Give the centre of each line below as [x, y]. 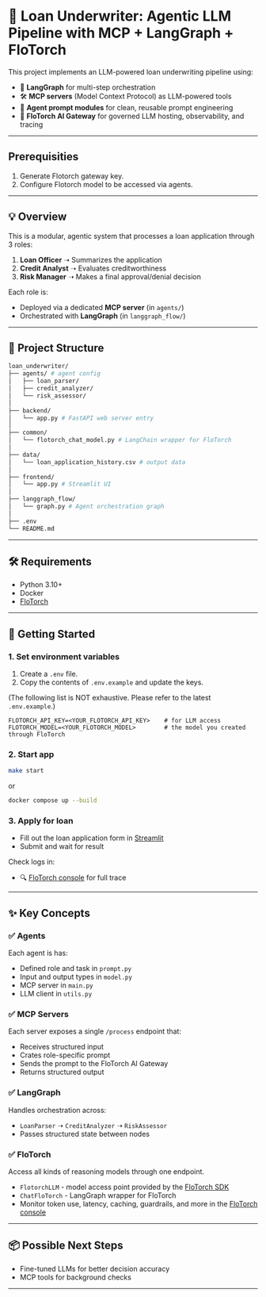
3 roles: [21, 244]
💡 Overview [38, 217]
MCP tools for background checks [76, 1277]
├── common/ [28, 433]
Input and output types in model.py [76, 977]
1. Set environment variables [64, 656]
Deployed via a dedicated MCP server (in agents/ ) [102, 307]
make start [26, 771]
